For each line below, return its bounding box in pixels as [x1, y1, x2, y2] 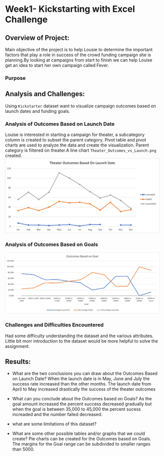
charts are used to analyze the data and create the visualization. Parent [5, 142, 149, 148]
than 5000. [12, 446, 35, 452]
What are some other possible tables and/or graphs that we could [12, 430, 145, 437]
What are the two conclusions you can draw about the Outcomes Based [12, 371, 158, 377]
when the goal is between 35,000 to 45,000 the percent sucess [12, 406, 141, 412]
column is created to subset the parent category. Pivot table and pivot [5, 137, 146, 143]
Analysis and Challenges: [5, 90, 85, 98]
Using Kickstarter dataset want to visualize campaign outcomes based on [5, 103, 156, 109]
